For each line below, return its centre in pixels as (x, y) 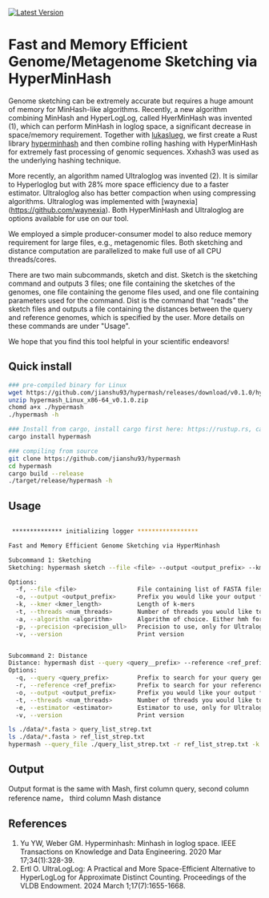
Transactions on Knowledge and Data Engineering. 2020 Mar (120, 852)
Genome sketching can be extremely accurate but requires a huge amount (131, 101)
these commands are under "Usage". (69, 326)
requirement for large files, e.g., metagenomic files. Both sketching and (125, 242)
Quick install (40, 367)
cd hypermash (30, 466)
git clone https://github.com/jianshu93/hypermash (94, 459)
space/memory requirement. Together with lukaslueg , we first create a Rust (133, 134)
